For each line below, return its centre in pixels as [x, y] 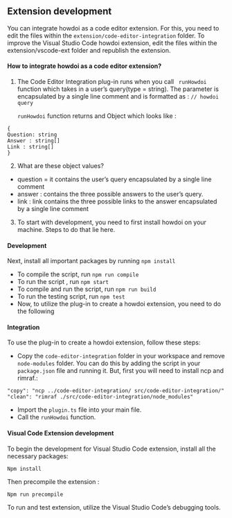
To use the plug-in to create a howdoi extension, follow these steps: [104, 342]
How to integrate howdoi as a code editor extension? [84, 66]
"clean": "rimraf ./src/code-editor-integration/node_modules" [100, 397]
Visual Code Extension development [61, 433]
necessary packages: [38, 456]
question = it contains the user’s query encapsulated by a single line [114, 179]
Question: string [32, 135]
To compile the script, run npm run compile [78, 274]
